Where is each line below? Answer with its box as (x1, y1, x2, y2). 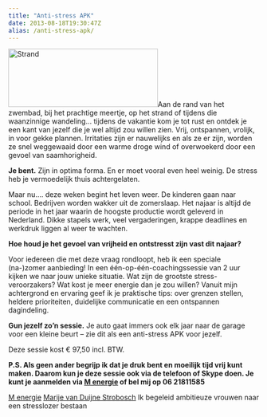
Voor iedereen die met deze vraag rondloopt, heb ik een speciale (8, 254, 222, 264)
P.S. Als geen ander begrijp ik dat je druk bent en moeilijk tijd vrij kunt (8, 360, 243, 370)
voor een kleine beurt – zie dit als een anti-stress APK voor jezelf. (8, 329, 222, 339)
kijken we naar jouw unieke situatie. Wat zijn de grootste (8, 272, 193, 281)
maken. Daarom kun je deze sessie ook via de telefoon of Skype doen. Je (8, 368, 254, 379)
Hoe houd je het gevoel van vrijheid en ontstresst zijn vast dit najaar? (8, 239, 241, 249)
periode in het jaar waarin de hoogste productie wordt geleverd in (8, 207, 224, 216)
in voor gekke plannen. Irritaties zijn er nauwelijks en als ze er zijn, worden (8, 133, 253, 144)
